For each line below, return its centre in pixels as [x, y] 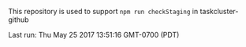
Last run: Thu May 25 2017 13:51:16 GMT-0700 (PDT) [94, 35]
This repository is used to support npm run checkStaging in [103, 11]
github [19, 20]
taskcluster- [219, 11]
